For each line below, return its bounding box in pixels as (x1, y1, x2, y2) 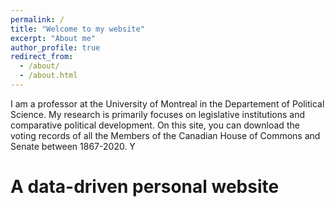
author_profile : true (10, 42, 101, 53)
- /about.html (19, 71, 78, 81)
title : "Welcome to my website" (10, 24, 145, 34)
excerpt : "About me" (10, 33, 97, 43)
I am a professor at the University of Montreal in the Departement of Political (10, 97, 325, 110)
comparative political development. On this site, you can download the (10, 119, 300, 131)
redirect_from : (10, 52, 74, 62)
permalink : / (10, 14, 65, 25)
